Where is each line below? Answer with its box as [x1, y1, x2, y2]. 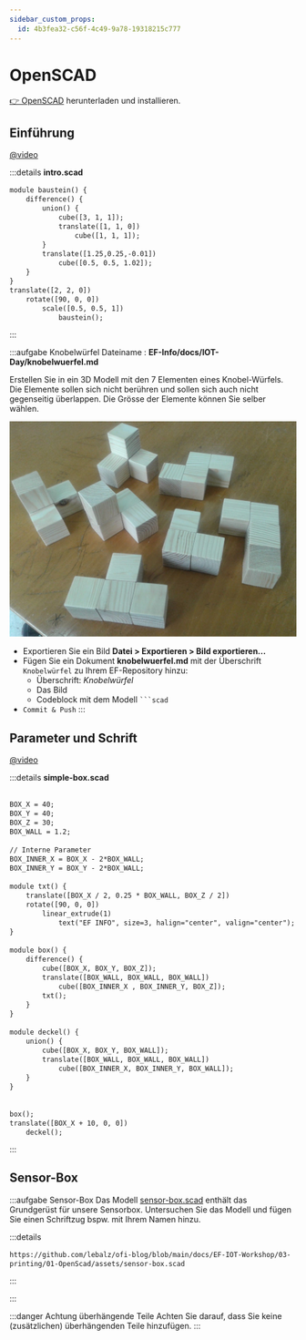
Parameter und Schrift [9, 730, 138, 746]
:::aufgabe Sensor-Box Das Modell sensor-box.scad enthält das [9, 1194, 248, 1205]
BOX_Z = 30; [9, 818, 55, 828]
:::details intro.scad [9, 167, 84, 178]
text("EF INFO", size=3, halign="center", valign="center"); [57, 918, 296, 928]
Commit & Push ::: [22, 704, 86, 715]
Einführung [9, 125, 75, 140]
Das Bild [36, 684, 68, 696]
